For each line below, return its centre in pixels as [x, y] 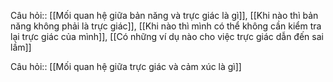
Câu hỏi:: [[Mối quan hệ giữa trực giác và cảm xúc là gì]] [126, 66]
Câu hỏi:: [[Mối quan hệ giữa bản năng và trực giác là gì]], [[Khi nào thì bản [164, 15]
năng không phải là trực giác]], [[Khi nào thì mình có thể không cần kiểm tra [166, 26]
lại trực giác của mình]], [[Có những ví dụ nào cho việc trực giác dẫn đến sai [167, 36]
